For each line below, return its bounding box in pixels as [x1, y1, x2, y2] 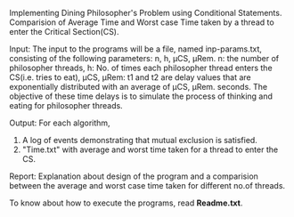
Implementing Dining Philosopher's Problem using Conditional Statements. [9, 8, 282, 18]
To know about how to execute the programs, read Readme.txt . [9, 197, 243, 208]
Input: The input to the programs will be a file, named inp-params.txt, [9, 44, 263, 54]
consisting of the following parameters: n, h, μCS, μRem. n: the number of [9, 53, 279, 63]
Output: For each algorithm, [9, 117, 110, 128]
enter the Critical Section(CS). [9, 27, 119, 36]
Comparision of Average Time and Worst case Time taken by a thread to [9, 17, 274, 28]
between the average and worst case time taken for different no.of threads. [9, 181, 286, 190]
